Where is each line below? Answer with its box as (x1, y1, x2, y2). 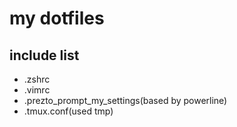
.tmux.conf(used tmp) (23, 105, 114, 117)
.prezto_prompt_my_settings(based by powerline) (23, 95, 228, 106)
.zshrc (23, 73, 51, 85)
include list (9, 47, 80, 64)
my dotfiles (9, 7, 105, 30)
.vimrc (23, 84, 51, 96)
